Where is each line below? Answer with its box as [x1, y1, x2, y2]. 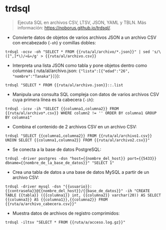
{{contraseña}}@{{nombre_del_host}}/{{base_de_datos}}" [5, 188, 123, 193]
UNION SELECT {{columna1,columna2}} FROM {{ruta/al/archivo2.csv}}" [5, 137, 150, 142]
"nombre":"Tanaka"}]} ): [12, 73, 61, 79]
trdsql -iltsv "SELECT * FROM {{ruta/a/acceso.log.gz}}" [5, 220, 126, 225]
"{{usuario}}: [63, 184, 92, 189]
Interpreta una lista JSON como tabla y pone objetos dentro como [12, 62, 148, 68]
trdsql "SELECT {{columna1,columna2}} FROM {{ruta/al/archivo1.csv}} [5, 133, 153, 138]
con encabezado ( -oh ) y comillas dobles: [12, 39, 96, 45]
